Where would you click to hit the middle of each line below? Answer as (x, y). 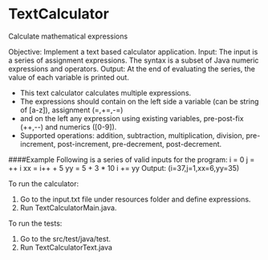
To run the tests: (35, 223)
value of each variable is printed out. (69, 77)
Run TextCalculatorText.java (66, 247)
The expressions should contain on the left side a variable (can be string (139, 101)
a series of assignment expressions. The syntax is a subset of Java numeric (134, 60)
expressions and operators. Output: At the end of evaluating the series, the (132, 68)
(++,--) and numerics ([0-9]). (68, 127)
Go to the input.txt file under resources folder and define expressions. (135, 199)
